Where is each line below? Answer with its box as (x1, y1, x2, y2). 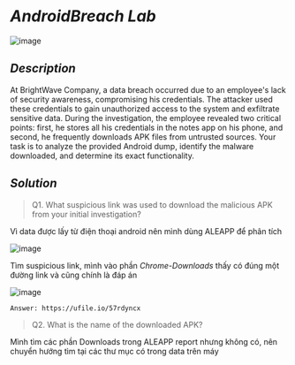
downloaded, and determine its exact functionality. (10, 150, 195, 161)
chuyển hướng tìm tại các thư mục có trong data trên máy (10, 346, 219, 356)
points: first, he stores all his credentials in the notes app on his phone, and (10, 122, 284, 133)
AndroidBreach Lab (10, 6, 157, 27)
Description (10, 61, 76, 76)
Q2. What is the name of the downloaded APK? (31, 319, 203, 330)
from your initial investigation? (31, 209, 142, 219)
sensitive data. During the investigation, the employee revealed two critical (10, 112, 282, 123)
